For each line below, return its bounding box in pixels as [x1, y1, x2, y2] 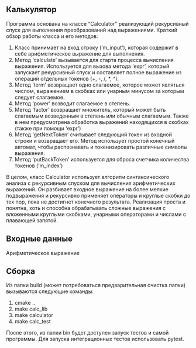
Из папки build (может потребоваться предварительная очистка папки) [6, 282, 186, 289]
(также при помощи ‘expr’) [14, 125, 81, 132]
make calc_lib [14, 305, 48, 312]
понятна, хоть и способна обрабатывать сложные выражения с [6, 204, 166, 211]
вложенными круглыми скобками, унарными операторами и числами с [6, 211, 186, 218]
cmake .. [14, 299, 36, 306]
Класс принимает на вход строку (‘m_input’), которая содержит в [14, 44, 178, 51]
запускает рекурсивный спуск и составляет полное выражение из [14, 68, 182, 75]
